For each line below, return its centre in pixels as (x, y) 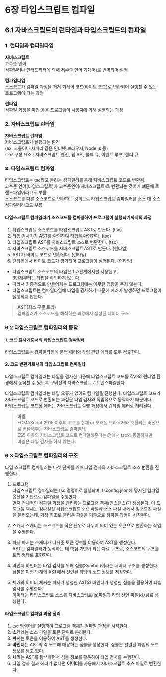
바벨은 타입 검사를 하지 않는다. (46, 441)
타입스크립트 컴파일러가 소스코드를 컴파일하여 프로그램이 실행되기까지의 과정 (78, 218)
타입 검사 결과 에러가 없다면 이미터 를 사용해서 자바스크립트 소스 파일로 (80, 663)
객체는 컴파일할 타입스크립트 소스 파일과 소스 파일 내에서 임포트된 (89, 509)
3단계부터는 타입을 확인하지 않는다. (46, 278)
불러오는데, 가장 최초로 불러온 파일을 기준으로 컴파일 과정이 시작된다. (84, 515)
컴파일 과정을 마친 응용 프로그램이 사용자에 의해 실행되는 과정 (64, 110)
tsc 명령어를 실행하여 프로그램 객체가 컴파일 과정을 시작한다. (71, 626)
